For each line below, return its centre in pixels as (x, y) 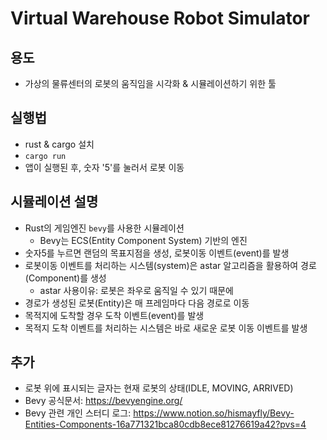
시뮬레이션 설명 (54, 202)
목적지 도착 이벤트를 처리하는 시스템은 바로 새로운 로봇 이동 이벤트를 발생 (166, 328)
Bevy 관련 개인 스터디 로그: (78, 413)
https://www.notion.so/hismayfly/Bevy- (214, 413)
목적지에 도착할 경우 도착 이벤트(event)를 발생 (114, 315)
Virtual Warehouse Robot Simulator (160, 18)
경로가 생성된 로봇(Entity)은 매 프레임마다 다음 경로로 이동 (137, 303)
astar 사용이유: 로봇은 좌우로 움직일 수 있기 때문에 (136, 290)
